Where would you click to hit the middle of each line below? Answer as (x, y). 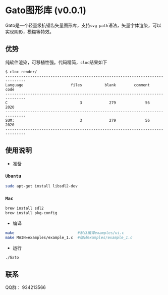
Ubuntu (13, 176)
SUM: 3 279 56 (78, 120)
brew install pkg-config (31, 213)
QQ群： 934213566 (26, 287)
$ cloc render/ (21, 72)
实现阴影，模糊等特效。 (30, 31)
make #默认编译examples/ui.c (65, 233)
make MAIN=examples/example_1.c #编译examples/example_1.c (69, 237)
